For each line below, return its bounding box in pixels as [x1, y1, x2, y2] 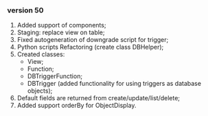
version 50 [7, 5, 44, 15]
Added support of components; [16, 21, 106, 30]
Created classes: [16, 50, 65, 58]
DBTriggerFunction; [27, 72, 83, 80]
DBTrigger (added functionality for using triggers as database [27, 80, 201, 88]
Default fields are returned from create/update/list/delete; [16, 94, 181, 102]
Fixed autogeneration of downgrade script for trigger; [16, 36, 169, 44]
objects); [27, 86, 53, 95]
